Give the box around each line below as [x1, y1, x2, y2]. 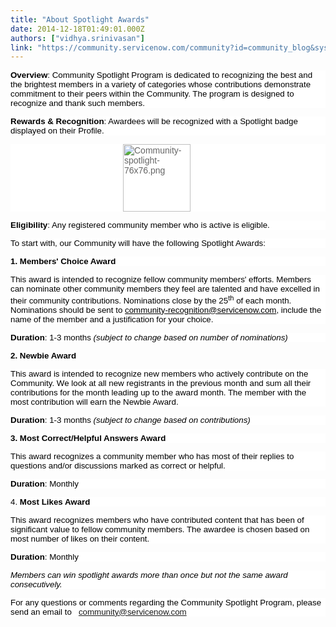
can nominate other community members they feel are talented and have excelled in [10, 284, 320, 295]
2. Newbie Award [10, 350, 77, 361]
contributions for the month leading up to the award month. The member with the [10, 387, 307, 398]
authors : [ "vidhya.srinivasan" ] [10, 33, 145, 43]
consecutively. [10, 579, 63, 590]
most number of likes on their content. [10, 533, 150, 544]
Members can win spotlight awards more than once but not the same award [10, 569, 288, 580]
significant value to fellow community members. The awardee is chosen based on [10, 524, 310, 535]
